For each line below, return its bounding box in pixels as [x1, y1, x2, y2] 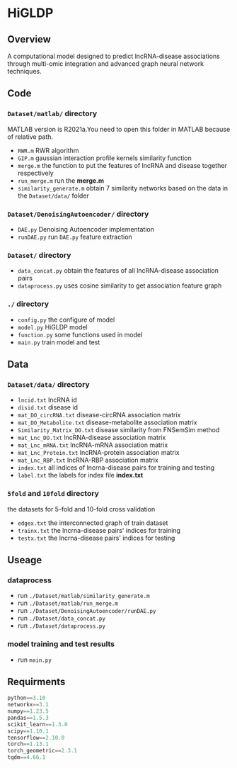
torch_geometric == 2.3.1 [7, 747, 78, 755]
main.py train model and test [17, 338, 100, 346]
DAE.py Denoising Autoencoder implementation [17, 225, 154, 233]
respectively [17, 169, 54, 177]
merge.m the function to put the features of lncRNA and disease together [17, 161, 228, 169]
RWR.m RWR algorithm [17, 146, 79, 154]
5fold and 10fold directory [7, 489, 99, 499]
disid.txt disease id [17, 403, 79, 412]
